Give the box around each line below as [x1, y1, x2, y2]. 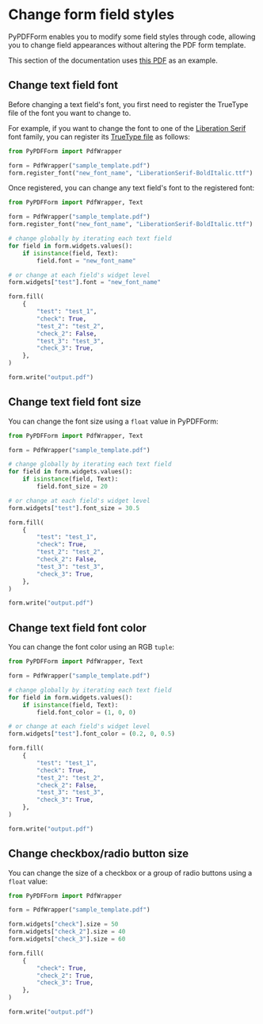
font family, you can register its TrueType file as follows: [8, 132, 190, 141]
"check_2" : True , [36, 972, 93, 980]
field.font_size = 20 [36, 482, 109, 491]
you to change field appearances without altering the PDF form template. [8, 40, 246, 49]
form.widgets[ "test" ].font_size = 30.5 [8, 504, 140, 512]
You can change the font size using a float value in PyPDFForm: [8, 416, 219, 426]
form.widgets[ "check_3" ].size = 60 [8, 935, 126, 943]
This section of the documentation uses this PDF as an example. [8, 56, 218, 65]
